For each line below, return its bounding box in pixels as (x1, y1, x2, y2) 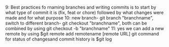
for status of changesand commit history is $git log (5, 36, 112, 42)
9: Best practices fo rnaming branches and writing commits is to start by (5, 4, 156, 10)
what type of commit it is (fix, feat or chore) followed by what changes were (5, 9, 164, 15)
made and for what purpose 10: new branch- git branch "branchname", (5, 15, 154, 20)
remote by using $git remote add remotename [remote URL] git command (5, 31, 159, 36)
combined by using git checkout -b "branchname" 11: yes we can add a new (5, 25, 164, 31)
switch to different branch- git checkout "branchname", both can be (5, 20, 147, 26)
